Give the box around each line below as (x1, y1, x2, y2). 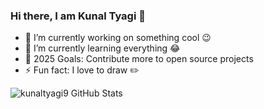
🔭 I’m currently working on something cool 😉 (24, 32, 212, 44)
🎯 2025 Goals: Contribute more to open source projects (24, 53, 254, 65)
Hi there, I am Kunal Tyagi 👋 (10, 9, 146, 23)
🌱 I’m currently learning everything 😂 (24, 42, 181, 54)
